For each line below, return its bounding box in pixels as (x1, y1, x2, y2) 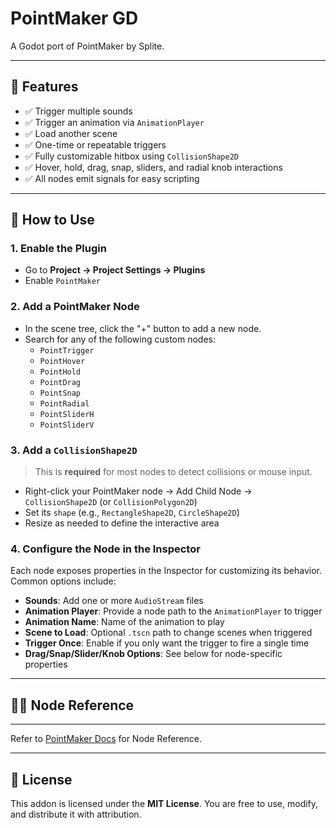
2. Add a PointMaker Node (10, 300, 140, 314)
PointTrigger (39, 345, 95, 356)
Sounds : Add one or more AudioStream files (24, 595, 204, 607)
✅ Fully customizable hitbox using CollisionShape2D (24, 150, 240, 162)
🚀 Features (10, 78, 79, 96)
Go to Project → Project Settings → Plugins (24, 264, 206, 276)
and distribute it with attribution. (10, 808, 142, 820)
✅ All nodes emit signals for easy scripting (24, 172, 200, 184)
